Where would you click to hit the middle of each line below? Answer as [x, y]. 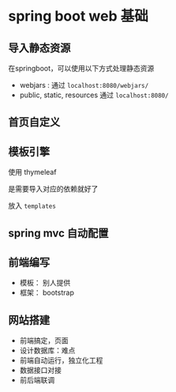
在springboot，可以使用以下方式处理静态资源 [81, 68]
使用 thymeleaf [32, 172]
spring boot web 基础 [78, 16]
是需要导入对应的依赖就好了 [53, 189]
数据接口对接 [40, 370]
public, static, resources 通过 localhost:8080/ [94, 95]
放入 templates [32, 205]
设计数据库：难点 [47, 351]
